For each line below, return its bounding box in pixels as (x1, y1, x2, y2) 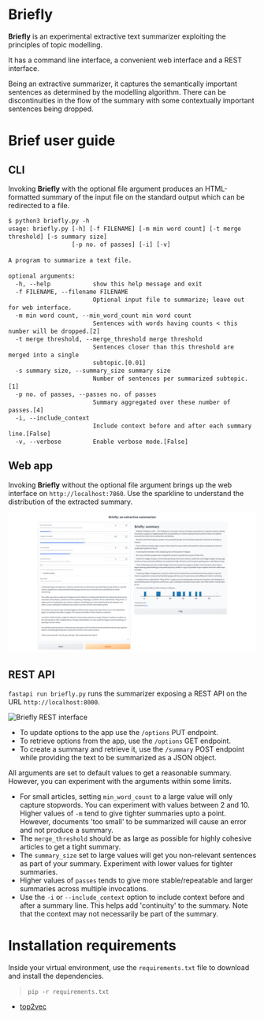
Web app (8, 459, 54, 472)
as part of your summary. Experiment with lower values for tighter (19, 859, 233, 868)
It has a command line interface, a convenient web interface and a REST (8, 55, 243, 65)
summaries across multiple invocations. (19, 884, 148, 894)
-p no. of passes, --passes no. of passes (15, 390, 157, 398)
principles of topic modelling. (8, 39, 103, 49)
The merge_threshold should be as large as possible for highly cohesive (19, 834, 252, 843)
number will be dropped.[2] (8, 327, 101, 335)
